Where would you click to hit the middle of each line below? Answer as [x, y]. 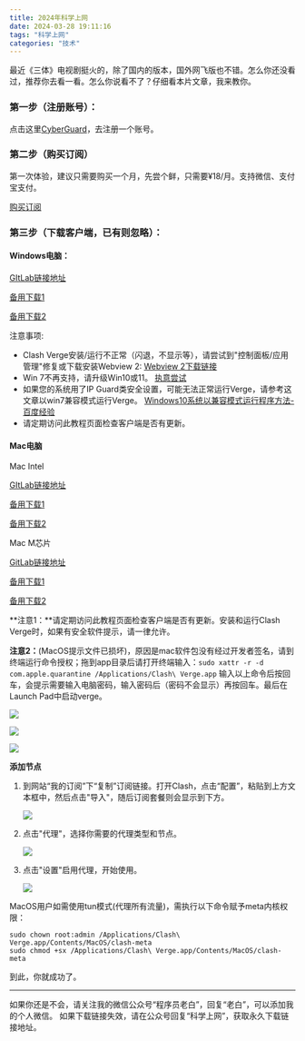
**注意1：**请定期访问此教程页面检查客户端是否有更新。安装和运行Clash [145, 620]
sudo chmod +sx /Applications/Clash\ [81, 951]
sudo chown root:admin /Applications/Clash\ [95, 935]
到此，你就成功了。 [45, 977]
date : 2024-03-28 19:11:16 [60, 26]
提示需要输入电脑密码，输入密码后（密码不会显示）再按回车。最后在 [160, 685]
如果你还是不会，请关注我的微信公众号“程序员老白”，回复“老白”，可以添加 [148, 1005]
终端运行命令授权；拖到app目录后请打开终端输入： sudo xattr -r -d [137, 662]
